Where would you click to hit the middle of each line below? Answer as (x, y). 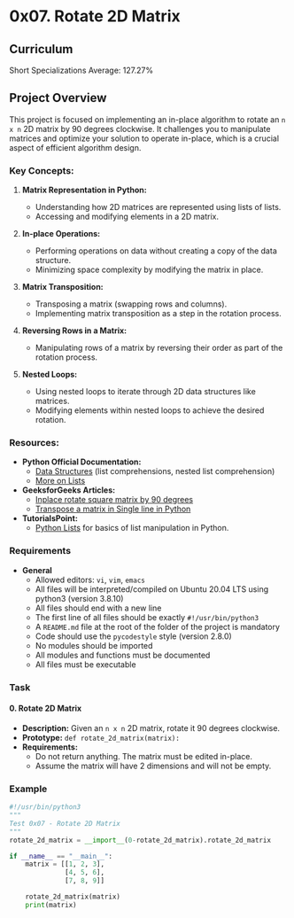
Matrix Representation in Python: (85, 190)
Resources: (34, 443)
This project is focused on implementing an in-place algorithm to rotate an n (147, 119)
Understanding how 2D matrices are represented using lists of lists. (158, 207)
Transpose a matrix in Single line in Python (113, 509)
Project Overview (58, 98)
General (37, 570)
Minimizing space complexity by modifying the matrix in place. (149, 270)
